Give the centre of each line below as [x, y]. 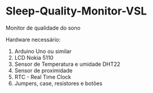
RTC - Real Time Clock [43, 77]
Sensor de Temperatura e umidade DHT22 [67, 64]
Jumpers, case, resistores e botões [58, 83]
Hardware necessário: [33, 39]
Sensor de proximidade [44, 70]
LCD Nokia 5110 [34, 57]
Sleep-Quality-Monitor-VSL [76, 11]
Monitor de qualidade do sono [43, 28]
